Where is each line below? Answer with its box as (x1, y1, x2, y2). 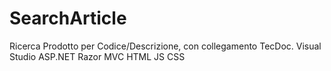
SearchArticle (9, 7, 127, 30)
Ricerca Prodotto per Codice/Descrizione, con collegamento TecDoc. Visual (9, 40, 322, 52)
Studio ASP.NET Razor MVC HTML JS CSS (9, 50, 186, 62)
